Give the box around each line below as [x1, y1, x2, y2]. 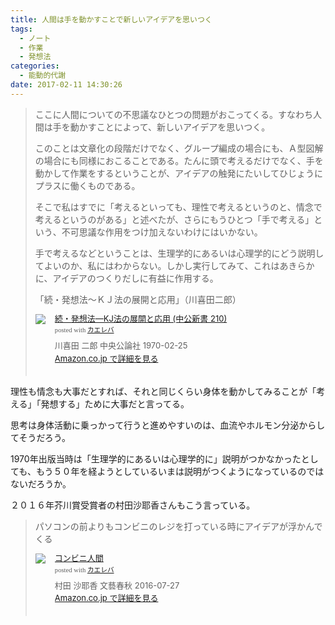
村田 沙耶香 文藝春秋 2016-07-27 [54, 579, 180, 591]
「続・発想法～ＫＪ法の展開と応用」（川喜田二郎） [34, 293, 242, 305]
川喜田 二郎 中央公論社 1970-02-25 [54, 340, 188, 351]
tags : [10, 24, 33, 34]
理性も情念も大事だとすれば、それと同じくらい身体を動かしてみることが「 [10, 386, 317, 398]
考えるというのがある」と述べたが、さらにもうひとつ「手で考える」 [34, 213, 315, 225]
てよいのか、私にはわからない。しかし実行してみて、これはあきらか [34, 259, 315, 271]
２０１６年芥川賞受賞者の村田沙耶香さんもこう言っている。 [10, 499, 256, 511]
